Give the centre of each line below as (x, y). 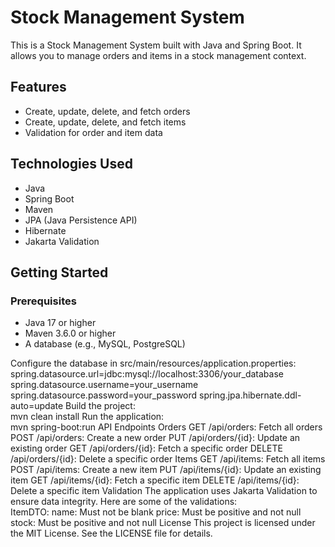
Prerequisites (43, 301)
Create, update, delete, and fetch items (105, 122)
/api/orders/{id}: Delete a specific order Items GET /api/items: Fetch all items (168, 459)
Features (38, 87)
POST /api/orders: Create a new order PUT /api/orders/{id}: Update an (155, 438)
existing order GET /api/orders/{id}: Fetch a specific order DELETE (146, 448)
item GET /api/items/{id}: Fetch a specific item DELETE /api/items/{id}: (155, 480)
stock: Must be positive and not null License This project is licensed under (163, 523)
